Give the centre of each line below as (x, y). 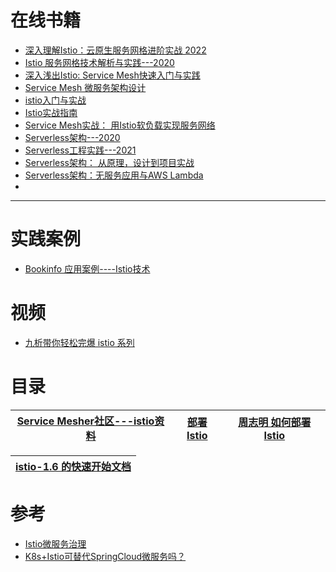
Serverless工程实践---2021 (80, 150)
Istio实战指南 (51, 112)
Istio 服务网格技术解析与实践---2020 (99, 62)
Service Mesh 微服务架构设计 (85, 87)
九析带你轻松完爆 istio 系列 (79, 342)
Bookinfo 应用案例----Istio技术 (87, 268)
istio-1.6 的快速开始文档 (73, 466)
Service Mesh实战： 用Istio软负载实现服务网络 (120, 125)
